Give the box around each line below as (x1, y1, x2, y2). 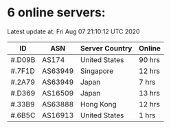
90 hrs (138, 55, 160, 64)
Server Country (80, 43, 133, 53)
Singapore (80, 66, 114, 76)
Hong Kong (80, 99, 117, 109)
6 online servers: (7, 5, 106, 20)
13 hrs (138, 88, 160, 98)
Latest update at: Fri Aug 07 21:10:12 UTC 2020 (7, 27, 140, 35)
